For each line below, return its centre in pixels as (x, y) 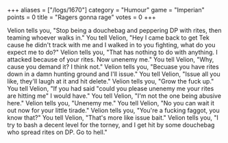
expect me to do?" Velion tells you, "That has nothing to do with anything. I (112, 52)
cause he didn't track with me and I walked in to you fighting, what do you (111, 45)
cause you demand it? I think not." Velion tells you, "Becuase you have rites (113, 67)
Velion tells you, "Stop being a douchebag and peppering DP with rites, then (114, 30)
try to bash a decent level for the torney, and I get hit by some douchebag (111, 125)
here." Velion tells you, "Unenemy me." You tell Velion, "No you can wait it (111, 103)
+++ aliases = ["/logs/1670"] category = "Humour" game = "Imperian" (106, 10)
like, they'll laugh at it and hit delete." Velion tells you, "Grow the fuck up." (111, 81)
